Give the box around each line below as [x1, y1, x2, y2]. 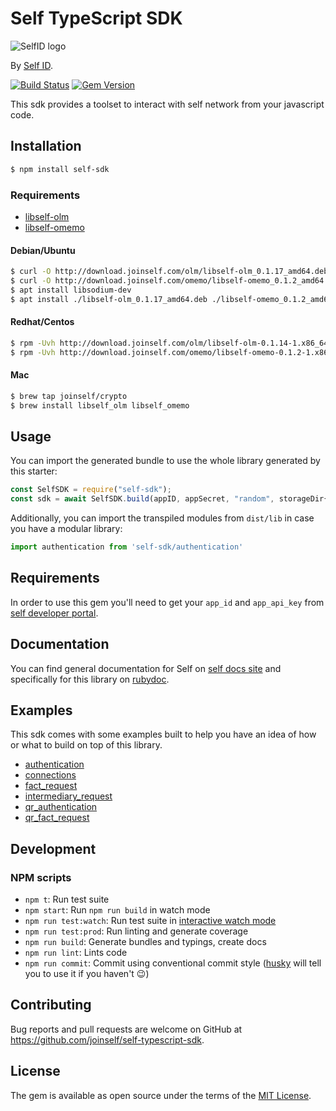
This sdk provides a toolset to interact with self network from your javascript [10, 98, 325, 110]
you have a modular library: [10, 523, 123, 535]
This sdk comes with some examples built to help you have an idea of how [10, 728, 317, 741]
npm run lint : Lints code [24, 947, 128, 959]
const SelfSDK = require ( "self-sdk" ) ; [10, 485, 172, 495]
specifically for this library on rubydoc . [10, 673, 170, 685]
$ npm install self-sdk [10, 164, 110, 174]
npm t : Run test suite [24, 893, 110, 906]
